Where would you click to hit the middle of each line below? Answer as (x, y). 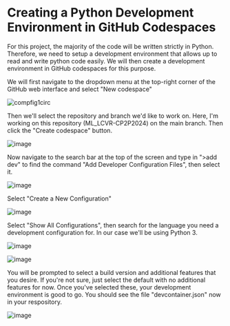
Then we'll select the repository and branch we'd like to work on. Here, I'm (113, 116)
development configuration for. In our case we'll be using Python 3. (102, 232)
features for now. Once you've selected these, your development (99, 287)
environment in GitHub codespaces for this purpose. (82, 68)
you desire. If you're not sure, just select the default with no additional (106, 280)
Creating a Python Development (101, 13)
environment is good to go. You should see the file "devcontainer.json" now (114, 294)
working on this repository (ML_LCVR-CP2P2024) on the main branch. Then (115, 123)
